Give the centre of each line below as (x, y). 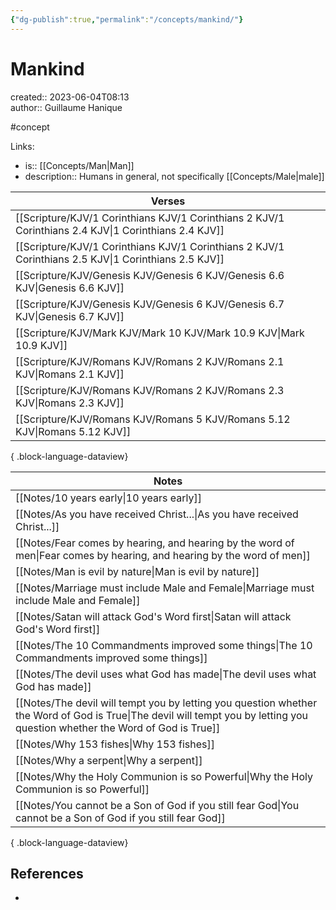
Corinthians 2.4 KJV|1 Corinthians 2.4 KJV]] (120, 230)
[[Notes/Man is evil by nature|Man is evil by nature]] (137, 571)
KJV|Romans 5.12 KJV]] (73, 431)
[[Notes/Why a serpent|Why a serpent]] (109, 760)
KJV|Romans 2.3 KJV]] (70, 403)
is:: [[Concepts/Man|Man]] (79, 165)
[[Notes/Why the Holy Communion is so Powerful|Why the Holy (164, 776)
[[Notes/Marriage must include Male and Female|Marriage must (165, 588)
